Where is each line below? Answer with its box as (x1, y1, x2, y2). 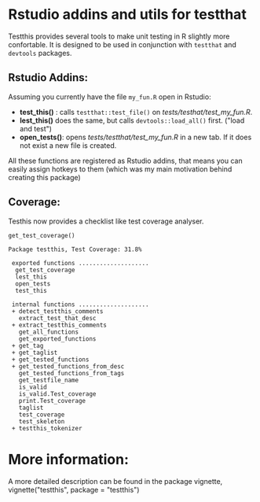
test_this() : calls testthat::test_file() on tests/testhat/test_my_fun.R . (19, 107, 253, 116)
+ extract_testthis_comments (11, 321, 108, 329)
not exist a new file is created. (19, 140, 117, 150)
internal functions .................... (11, 301, 149, 308)
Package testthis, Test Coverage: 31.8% (8, 245, 143, 253)
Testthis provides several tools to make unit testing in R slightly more (8, 31, 230, 41)
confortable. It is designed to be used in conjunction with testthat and (8, 39, 237, 49)
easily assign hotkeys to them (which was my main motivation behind (8, 164, 233, 174)
